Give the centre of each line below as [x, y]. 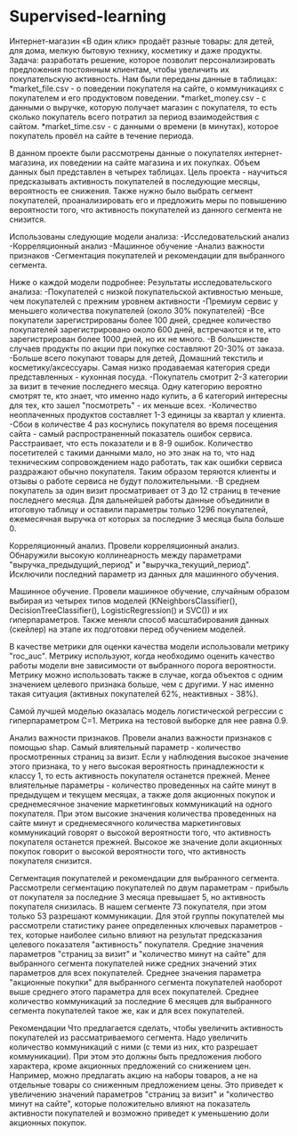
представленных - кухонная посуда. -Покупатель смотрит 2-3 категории [149, 377]
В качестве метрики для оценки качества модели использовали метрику [149, 646]
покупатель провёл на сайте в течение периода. [101, 135]
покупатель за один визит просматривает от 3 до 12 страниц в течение [145, 490]
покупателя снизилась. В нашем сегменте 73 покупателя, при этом [138, 906]
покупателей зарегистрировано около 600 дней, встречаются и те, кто [145, 329]
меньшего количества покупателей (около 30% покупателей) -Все [137, 310]
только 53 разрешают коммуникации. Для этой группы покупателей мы [147, 916]
